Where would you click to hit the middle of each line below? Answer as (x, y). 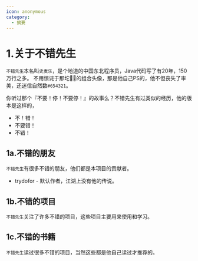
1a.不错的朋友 (31, 153)
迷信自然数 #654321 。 (47, 85)
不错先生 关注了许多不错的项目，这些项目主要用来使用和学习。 (80, 216)
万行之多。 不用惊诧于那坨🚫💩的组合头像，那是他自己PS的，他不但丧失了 (94, 78)
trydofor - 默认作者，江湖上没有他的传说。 (66, 181)
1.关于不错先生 (41, 53)
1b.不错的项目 (31, 201)
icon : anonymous (26, 11)
